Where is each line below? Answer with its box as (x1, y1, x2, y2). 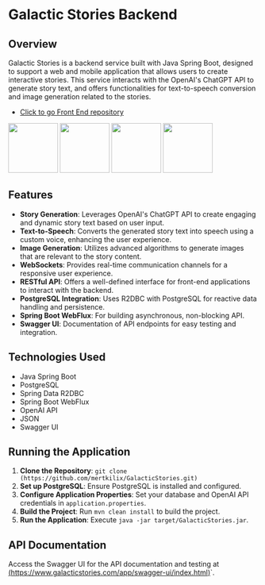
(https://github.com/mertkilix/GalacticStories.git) (19, 475, 198, 483)
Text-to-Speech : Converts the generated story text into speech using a (19, 226, 254, 236)
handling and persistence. (19, 302, 106, 311)
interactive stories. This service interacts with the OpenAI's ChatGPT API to (8, 75, 254, 84)
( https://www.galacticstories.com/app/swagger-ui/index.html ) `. (8, 568, 215, 577)
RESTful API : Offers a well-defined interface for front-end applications (19, 276, 251, 287)
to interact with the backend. (19, 285, 114, 294)
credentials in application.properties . (19, 498, 147, 508)
